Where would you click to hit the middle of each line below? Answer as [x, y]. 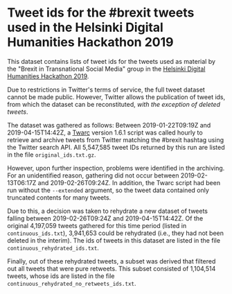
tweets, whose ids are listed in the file [61, 276]
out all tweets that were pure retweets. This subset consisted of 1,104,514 [111, 268]
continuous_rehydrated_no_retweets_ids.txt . [72, 283]
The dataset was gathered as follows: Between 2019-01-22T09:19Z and [109, 125]
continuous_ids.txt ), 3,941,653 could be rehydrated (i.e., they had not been [115, 233]
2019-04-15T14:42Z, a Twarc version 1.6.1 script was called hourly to [105, 132]
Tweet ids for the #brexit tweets [101, 13]
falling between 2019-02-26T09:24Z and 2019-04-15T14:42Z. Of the [105, 218]
